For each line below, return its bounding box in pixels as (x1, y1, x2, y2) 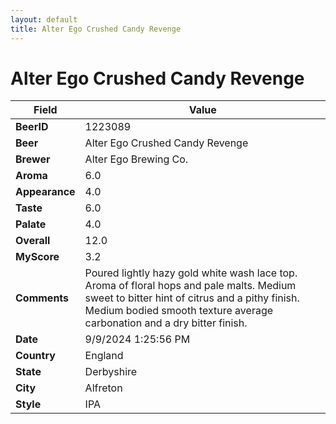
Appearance (15, 185, 76, 199)
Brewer (15, 152, 51, 166)
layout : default (10, 14, 78, 25)
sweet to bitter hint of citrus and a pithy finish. (84, 291, 300, 305)
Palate (15, 217, 47, 231)
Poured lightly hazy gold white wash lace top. (84, 266, 298, 280)
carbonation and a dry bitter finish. (84, 316, 248, 330)
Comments (15, 291, 70, 305)
